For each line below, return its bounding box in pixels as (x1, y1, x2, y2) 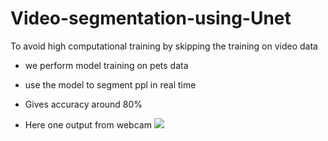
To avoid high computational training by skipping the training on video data (10, 40, 318, 52)
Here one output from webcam (24, 118, 152, 131)
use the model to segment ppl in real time (24, 78, 197, 91)
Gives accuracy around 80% (24, 98, 143, 110)
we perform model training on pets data (24, 59, 189, 71)
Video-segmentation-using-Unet (10, 7, 292, 30)
